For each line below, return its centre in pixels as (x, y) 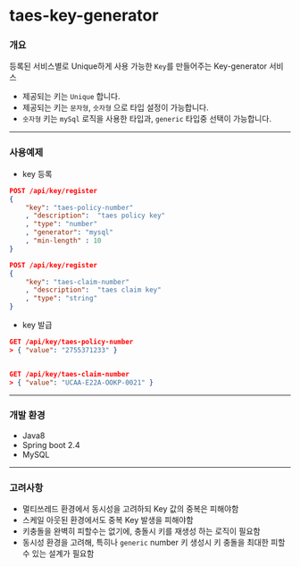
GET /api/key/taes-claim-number (69, 374)
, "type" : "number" (62, 224)
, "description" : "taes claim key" (94, 290)
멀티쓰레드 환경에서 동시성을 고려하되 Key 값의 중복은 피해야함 (130, 509)
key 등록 (37, 173)
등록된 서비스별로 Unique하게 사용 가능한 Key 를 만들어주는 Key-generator (138, 66)
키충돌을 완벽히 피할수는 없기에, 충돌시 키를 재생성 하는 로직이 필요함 (141, 531)
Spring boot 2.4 (51, 444)
